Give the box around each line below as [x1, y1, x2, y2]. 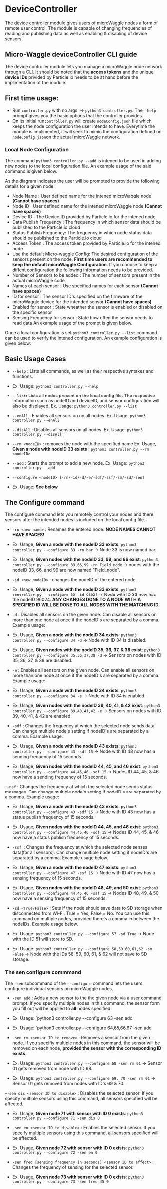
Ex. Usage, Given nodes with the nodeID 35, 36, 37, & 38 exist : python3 [12, 647, 160, 653]
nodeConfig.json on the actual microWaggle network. [12, 134, 121, 140]
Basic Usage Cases [5, 355, 66, 363]
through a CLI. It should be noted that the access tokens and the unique [5, 69, 154, 75]
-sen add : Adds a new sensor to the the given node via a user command [12, 995, 162, 1001]
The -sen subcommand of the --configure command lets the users [5, 980, 143, 986]
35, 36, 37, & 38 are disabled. [12, 657, 73, 664]
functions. [12, 373, 33, 379]
